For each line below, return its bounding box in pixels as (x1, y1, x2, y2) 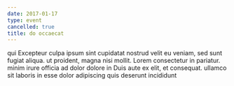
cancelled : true (7, 23, 55, 30)
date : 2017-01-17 (7, 10, 58, 17)
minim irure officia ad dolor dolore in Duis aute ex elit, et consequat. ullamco (7, 64, 227, 72)
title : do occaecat (7, 29, 64, 37)
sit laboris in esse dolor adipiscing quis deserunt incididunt (7, 71, 177, 80)
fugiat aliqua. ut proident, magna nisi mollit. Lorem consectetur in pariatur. (7, 57, 221, 65)
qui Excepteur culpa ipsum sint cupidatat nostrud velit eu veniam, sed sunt (7, 49, 223, 57)
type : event (7, 17, 42, 24)
